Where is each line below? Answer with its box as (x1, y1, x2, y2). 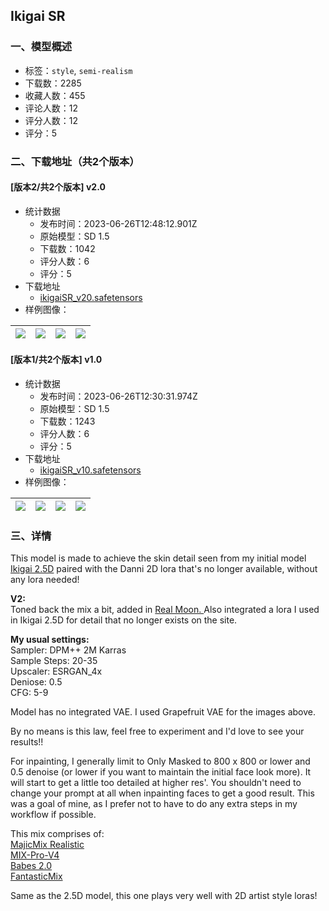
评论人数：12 (24, 102, 79, 114)
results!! (10, 736, 44, 748)
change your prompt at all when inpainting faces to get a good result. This (10, 787, 315, 799)
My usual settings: (10, 634, 90, 646)
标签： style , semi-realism (24, 64, 133, 76)
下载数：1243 (39, 415, 96, 428)
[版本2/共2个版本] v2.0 (10, 181, 106, 193)
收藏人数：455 (24, 89, 86, 101)
